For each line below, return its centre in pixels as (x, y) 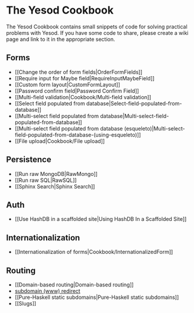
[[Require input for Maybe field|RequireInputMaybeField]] (85, 78)
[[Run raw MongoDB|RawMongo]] (56, 174)
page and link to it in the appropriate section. (61, 39)
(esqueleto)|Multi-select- (154, 128)
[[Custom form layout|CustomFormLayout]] (67, 84)
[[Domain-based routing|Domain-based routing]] (74, 285)
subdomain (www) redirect (48, 291)
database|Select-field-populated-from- (134, 103)
